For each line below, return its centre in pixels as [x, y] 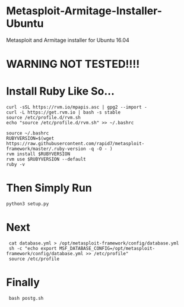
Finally [23, 282]
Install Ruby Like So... [60, 91]
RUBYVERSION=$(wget [30, 139]
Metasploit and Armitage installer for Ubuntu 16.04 [68, 40]
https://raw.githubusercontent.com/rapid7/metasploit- [75, 144]
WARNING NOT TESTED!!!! [73, 64]
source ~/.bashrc [28, 133]
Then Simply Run [49, 188]
